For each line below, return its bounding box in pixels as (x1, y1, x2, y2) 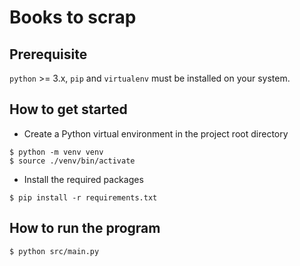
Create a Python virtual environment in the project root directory (23, 127, 289, 140)
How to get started (9, 101, 128, 118)
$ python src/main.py (9, 246, 100, 256)
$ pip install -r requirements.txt (9, 192, 158, 203)
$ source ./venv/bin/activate (9, 156, 136, 166)
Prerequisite (9, 46, 88, 63)
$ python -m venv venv (9, 147, 104, 157)
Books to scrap (9, 6, 137, 29)
